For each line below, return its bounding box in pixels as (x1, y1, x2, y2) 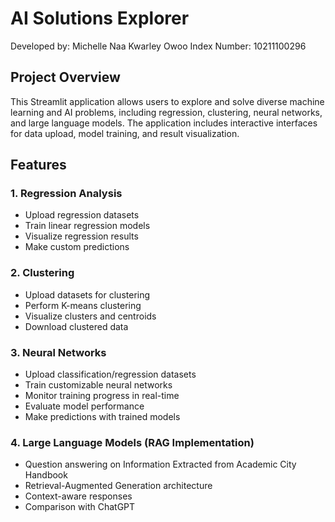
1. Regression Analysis (10, 187, 123, 201)
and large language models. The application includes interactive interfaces (10, 117, 318, 129)
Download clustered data (24, 320, 129, 332)
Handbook (24, 469, 68, 481)
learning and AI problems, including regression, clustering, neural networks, (10, 106, 323, 118)
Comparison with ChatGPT (24, 501, 136, 513)
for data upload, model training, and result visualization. (10, 127, 240, 139)
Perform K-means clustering (24, 299, 142, 311)
